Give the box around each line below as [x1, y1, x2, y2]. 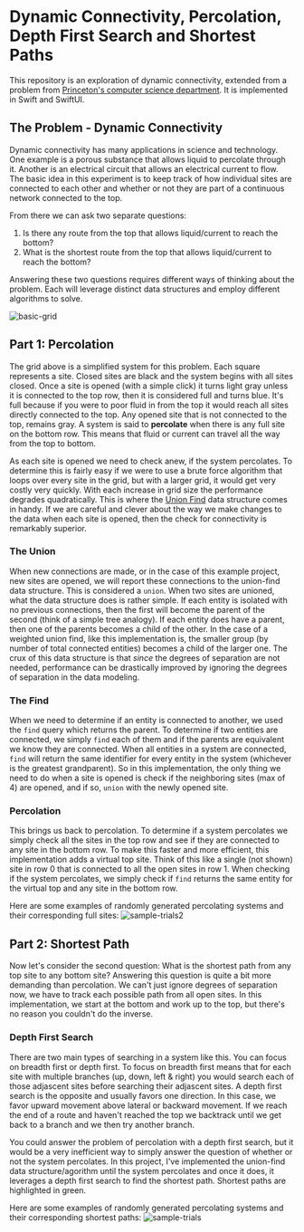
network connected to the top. [9, 192, 123, 203]
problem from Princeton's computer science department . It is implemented [9, 84, 289, 95]
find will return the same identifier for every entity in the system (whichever [9, 753, 292, 764]
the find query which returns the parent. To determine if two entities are [9, 724, 279, 735]
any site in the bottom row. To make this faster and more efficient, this [9, 845, 270, 855]
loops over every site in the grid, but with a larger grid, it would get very [9, 474, 276, 485]
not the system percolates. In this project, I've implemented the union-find [9, 1156, 286, 1167]
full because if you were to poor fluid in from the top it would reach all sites [9, 399, 290, 410]
